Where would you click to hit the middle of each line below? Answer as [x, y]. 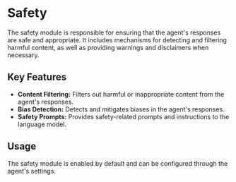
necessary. [24, 55]
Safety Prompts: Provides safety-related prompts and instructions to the [123, 116]
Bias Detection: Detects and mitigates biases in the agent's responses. [121, 109]
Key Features [37, 77]
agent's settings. [32, 171]
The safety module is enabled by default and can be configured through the [118, 163]
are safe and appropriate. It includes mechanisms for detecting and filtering [117, 40]
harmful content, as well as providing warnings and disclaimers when [108, 47]
